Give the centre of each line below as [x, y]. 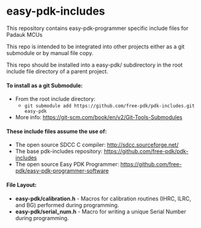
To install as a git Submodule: [44, 85]
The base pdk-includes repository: [59, 152]
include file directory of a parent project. [57, 71]
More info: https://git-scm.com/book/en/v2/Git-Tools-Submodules [99, 117]
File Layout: [21, 185]
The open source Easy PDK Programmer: [67, 164]
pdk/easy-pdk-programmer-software [62, 171]
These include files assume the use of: [57, 131]
